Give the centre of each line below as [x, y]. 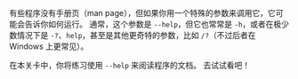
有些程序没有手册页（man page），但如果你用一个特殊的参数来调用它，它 [142, 13]
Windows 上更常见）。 [49, 46]
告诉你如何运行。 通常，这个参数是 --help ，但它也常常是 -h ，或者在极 [153, 24]
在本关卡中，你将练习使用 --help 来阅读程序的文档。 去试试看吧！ [130, 65]
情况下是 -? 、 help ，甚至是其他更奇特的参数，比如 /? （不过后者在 [136, 35]
